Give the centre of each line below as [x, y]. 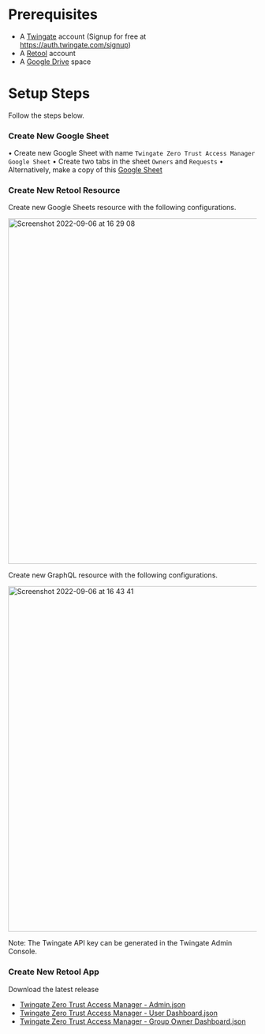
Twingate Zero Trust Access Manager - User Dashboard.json [119, 1013]
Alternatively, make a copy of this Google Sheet [86, 170]
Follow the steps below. [46, 115]
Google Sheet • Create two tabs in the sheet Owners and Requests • [116, 162]
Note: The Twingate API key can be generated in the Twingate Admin [120, 943]
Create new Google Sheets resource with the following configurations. [122, 208]
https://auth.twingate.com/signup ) [75, 44]
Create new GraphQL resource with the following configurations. [113, 575]
